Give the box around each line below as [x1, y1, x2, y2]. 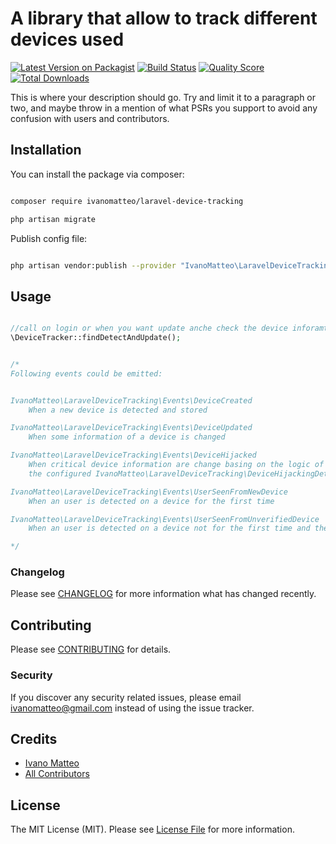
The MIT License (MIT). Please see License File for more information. [10, 823, 295, 836]
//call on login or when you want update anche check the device [10, 323, 288, 334]
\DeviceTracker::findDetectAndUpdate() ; [10, 333, 182, 343]
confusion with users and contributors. [10, 112, 170, 124]
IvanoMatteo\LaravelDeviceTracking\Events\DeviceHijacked [10, 450, 257, 461]
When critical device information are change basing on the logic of [28, 460, 325, 470]
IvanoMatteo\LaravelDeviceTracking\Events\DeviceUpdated [10, 423, 253, 433]
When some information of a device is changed [28, 432, 226, 442]
